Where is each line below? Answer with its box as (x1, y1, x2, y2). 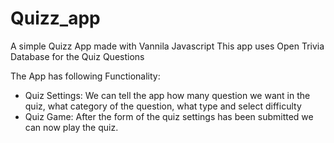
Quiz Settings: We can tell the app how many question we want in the (24, 89, 311, 101)
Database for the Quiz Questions (10, 50, 145, 62)
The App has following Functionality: (10, 70, 161, 82)
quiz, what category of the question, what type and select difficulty (24, 100, 302, 112)
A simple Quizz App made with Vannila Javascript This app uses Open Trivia (10, 40, 325, 52)
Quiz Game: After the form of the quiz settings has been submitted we (24, 110, 314, 122)
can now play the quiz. (24, 121, 119, 133)
